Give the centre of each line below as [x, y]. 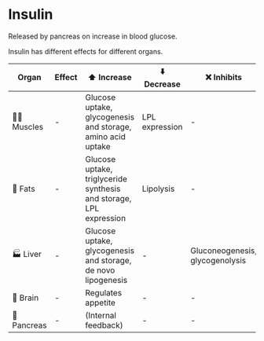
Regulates [104, 292]
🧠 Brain [26, 298]
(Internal [101, 315]
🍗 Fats [24, 189]
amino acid [105, 137]
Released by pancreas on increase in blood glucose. [93, 36]
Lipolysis [158, 189]
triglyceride [106, 178]
